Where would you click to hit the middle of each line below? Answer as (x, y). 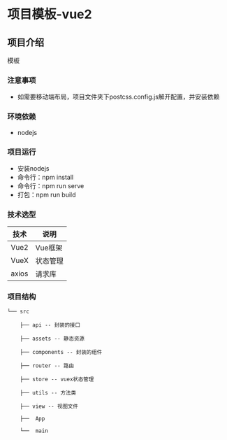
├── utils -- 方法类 (48, 393)
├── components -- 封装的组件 (61, 353)
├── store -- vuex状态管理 (57, 379)
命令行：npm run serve (51, 185)
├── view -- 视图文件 (49, 406)
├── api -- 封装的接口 (50, 325)
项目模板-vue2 (50, 14)
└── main (34, 431)
